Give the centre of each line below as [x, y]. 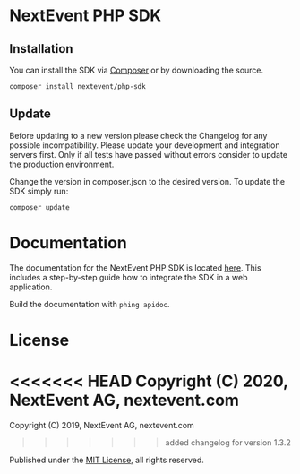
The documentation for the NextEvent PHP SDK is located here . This [135, 267]
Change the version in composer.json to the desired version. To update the [147, 181]
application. [31, 287]
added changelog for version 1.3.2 [228, 442]
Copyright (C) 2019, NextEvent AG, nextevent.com [102, 425]
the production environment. [62, 164]
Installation [41, 49]
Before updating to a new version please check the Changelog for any [138, 135]
